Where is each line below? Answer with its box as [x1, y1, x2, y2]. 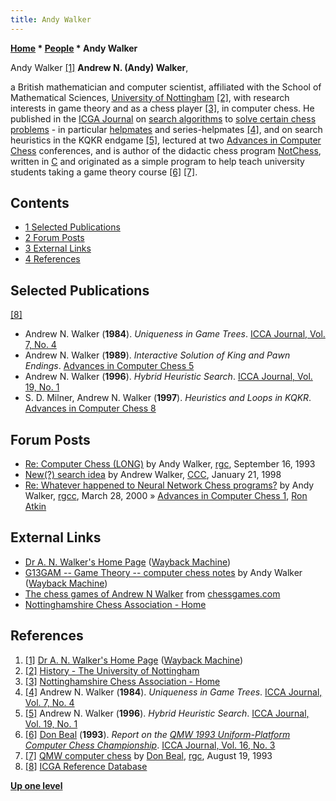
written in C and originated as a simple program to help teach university [10, 155, 305, 167]
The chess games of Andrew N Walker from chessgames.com [24, 587, 281, 600]
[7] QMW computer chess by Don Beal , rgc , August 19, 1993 [24, 749, 273, 761]
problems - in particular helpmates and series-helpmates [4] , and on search [10, 123, 323, 135]
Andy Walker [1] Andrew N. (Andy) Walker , [10, 61, 189, 73]
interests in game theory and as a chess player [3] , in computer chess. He [10, 102, 315, 114]
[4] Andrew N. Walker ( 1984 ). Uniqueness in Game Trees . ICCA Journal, [24, 686, 323, 698]
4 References [24, 253, 81, 265]
